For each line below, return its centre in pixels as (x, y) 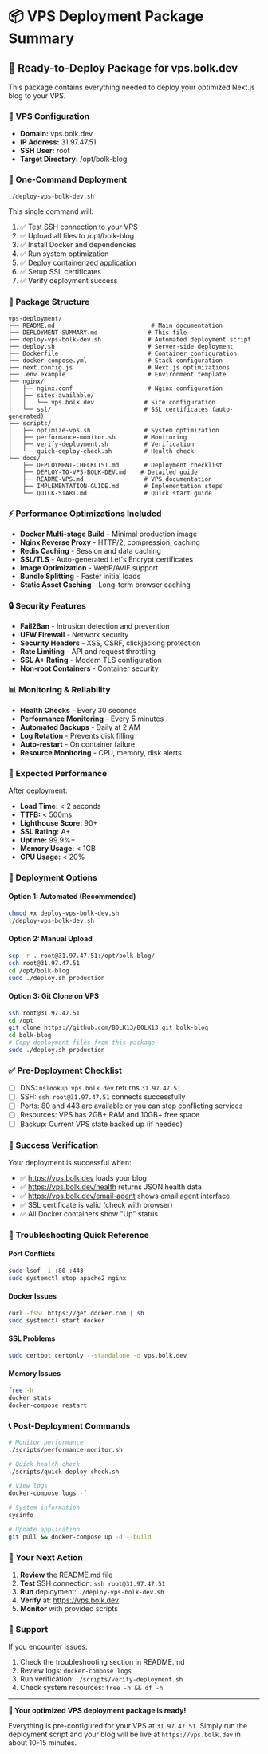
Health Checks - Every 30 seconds (78, 710)
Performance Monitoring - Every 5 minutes (92, 719)
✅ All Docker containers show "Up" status (89, 1213)
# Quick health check (44, 1464)
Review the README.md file (66, 1575)
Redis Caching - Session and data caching (91, 551)
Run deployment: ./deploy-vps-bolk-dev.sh (92, 1591)
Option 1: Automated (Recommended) (72, 897)
